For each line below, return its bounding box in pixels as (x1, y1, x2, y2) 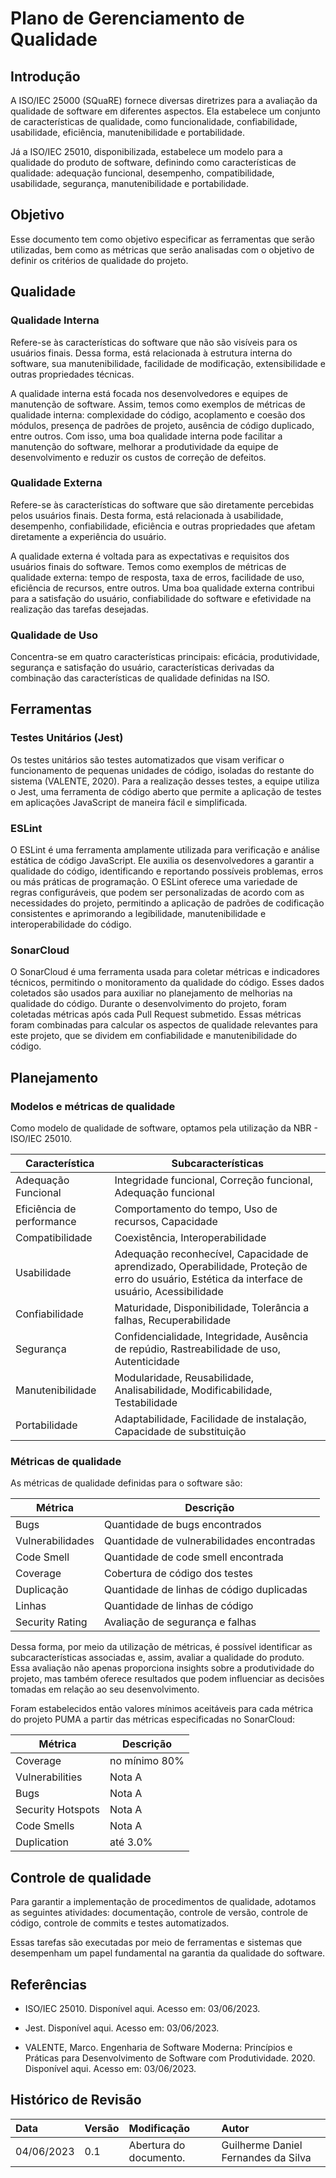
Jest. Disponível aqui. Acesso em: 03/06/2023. (24, 2022, 220, 2034)
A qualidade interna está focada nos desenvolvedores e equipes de (10, 387, 288, 399)
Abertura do (128, 2138, 186, 2152)
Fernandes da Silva (221, 2150, 312, 2164)
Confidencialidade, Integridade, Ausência (114, 1330, 309, 1344)
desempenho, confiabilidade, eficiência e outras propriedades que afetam (10, 520, 316, 532)
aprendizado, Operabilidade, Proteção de (114, 1260, 308, 1274)
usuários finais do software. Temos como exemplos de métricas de (10, 560, 287, 572)
